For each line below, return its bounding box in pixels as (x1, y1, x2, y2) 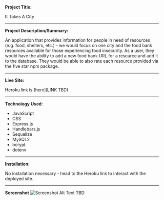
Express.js (12, 121, 33, 126)
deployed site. (5, 176, 34, 181)
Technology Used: (5, 101, 43, 107)
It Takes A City (5, 14, 35, 19)
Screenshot (5, 190, 29, 196)
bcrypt (12, 142, 26, 148)
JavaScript (12, 110, 34, 116)
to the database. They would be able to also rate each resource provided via (5, 58, 159, 64)
